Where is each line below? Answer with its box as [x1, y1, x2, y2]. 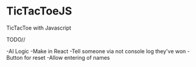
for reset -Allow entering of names [24, 54, 110, 61]
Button [6, 54, 23, 61]
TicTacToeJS [6, 4, 72, 18]
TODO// [6, 36, 25, 43]
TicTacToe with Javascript [6, 24, 72, 31]
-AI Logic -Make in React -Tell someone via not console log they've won [6, 47, 186, 55]
